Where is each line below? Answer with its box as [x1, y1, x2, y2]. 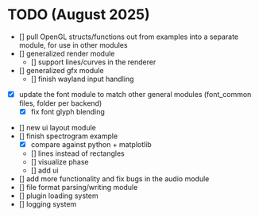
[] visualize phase [30, 157, 89, 167]
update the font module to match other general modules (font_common [18, 89, 252, 99]
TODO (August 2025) [7, 6, 150, 24]
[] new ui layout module [18, 123, 97, 133]
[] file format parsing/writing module [18, 183, 138, 192]
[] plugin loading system [18, 191, 99, 200]
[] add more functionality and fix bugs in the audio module [18, 174, 210, 184]
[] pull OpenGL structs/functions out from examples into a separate [18, 32, 239, 41]
